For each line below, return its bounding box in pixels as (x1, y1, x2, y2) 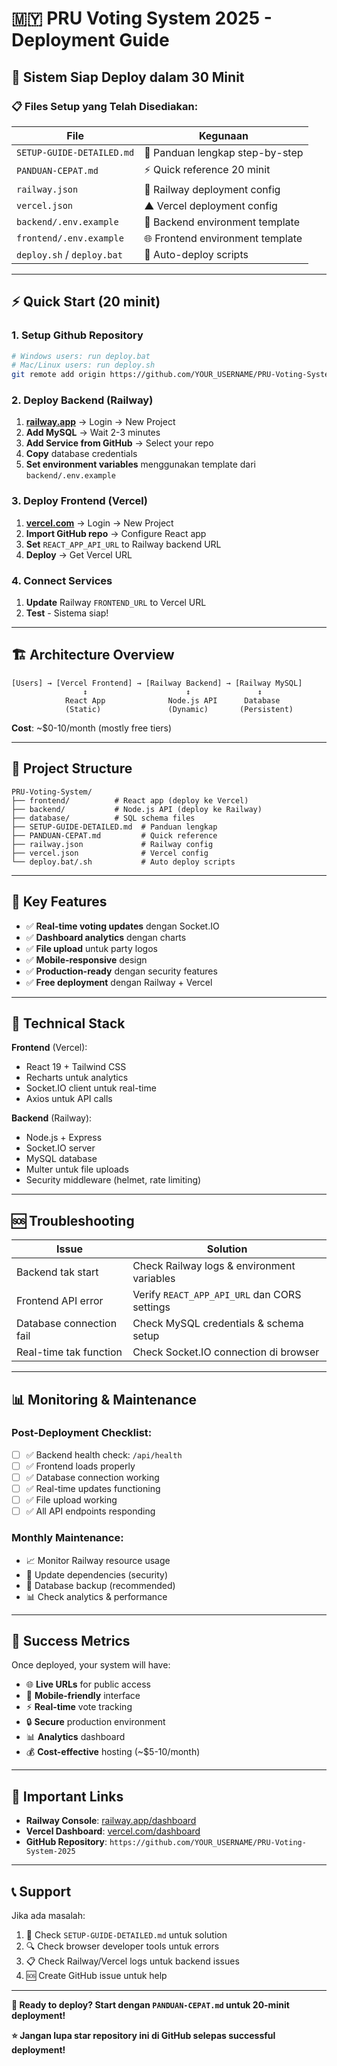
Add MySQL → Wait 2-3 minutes (25, 427, 161, 439)
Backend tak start (16, 1265, 99, 1279)
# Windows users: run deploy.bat (11, 351, 151, 361)
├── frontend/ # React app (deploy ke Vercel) (11, 795, 249, 806)
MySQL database (25, 1153, 98, 1165)
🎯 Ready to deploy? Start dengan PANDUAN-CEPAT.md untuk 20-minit (11, 1998, 290, 2011)
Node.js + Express (25, 1132, 103, 1144)
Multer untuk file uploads (25, 1163, 129, 1176)
